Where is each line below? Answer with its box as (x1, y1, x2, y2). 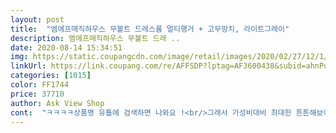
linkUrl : (10, 61, 47, 71)
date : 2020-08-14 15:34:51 (10, 42, 123, 53)
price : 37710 (10, 89, 65, 99)
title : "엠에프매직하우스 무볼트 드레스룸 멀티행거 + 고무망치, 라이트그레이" (10, 24, 290, 34)
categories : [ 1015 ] (10, 71, 92, 81)
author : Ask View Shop (10, 98, 105, 108)
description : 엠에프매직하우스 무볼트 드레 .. (10, 33, 181, 43)
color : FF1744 (10, 80, 70, 90)
